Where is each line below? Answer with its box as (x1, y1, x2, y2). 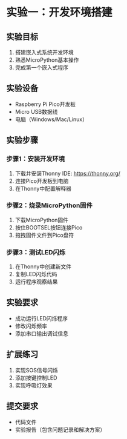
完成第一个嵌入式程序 (15, 64, 68, 71)
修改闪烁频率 (15, 322, 47, 329)
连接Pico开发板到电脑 (15, 177, 69, 185)
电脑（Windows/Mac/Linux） (15, 116, 88, 123)
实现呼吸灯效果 (15, 381, 53, 389)
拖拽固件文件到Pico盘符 (15, 231, 74, 239)
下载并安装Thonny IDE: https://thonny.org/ (15, 170, 121, 177)
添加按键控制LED (15, 374, 57, 381)
